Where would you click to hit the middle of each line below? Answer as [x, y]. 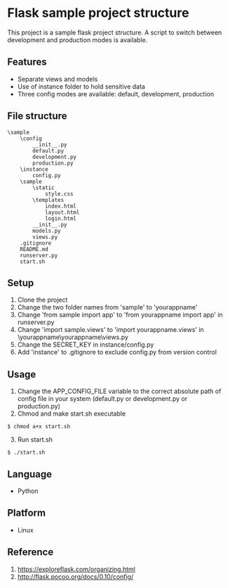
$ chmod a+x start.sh [39, 427]
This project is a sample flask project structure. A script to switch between [115, 32]
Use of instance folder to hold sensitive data [81, 87]
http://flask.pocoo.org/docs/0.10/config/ [75, 576]
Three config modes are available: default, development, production [116, 94]
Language [30, 474]
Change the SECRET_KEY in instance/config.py [86, 345]
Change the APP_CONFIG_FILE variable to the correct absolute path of [119, 391]
